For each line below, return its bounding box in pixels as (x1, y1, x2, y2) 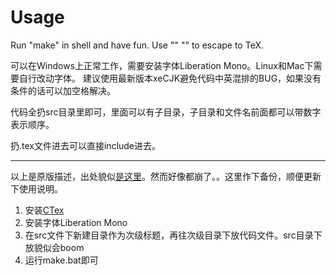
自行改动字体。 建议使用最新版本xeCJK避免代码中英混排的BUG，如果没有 (18, 72, 322, 84)
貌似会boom (33, 241, 85, 253)
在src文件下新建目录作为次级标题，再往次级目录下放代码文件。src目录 (24, 229, 314, 241)
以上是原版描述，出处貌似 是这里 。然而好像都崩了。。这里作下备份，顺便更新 (10, 170, 322, 182)
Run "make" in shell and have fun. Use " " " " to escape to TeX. (10, 39, 264, 51)
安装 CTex (24, 204, 65, 216)
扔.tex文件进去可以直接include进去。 (10, 139, 162, 151)
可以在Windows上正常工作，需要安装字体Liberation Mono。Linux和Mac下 (10, 59, 314, 71)
